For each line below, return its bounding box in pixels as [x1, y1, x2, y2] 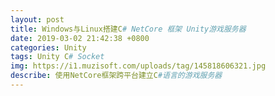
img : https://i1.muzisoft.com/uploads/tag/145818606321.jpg [10, 61, 267, 71]
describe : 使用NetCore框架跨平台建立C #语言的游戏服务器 [10, 71, 223, 81]
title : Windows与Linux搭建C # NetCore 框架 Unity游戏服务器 [10, 24, 247, 34]
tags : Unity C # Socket [10, 52, 105, 62]
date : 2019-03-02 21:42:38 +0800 [10, 33, 150, 43]
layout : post [10, 14, 65, 25]
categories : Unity [10, 42, 87, 53]
